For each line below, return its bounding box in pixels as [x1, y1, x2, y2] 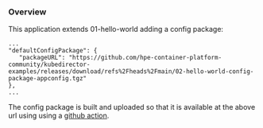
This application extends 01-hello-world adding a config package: [8, 25, 224, 34]
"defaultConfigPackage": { [8, 47, 98, 55]
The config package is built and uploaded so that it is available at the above [8, 103, 256, 112]
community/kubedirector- [8, 60, 91, 69]
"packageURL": [18, 54, 66, 62]
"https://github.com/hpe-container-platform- [68, 54, 222, 62]
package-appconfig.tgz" [8, 75, 87, 83]
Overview [8, 6, 47, 17]
